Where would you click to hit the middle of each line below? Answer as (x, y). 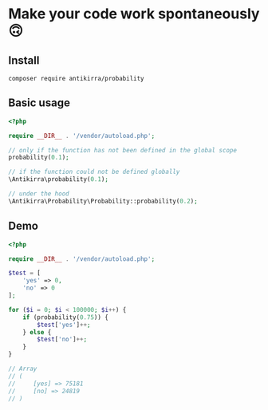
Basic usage (39, 103)
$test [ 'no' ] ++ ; (62, 340)
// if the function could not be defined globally (94, 172)
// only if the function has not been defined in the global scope (123, 150)
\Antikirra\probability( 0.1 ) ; (59, 179)
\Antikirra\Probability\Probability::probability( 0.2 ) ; (103, 201)
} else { (37, 332)
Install (24, 60)
